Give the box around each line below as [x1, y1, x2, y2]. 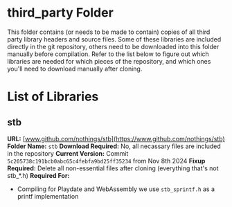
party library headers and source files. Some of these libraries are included [7, 35, 222, 43]
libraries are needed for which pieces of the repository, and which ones [7, 57, 211, 65]
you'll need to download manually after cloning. [7, 64, 143, 73]
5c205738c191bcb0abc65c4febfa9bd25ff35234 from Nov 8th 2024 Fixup [7, 156, 206, 165]
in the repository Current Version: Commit [7, 149, 129, 157]
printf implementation [17, 192, 79, 200]
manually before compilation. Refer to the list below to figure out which [7, 50, 209, 58]
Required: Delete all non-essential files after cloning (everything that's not [7, 164, 220, 172]
